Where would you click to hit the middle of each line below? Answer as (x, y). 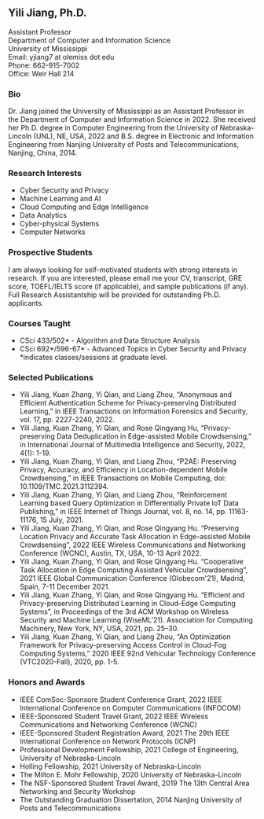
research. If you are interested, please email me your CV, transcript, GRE (125, 277)
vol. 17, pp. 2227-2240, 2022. (67, 420)
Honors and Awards (47, 682)
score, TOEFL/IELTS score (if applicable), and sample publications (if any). (128, 286)
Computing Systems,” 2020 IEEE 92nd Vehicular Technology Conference (137, 654)
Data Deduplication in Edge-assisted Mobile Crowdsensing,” (154, 436)
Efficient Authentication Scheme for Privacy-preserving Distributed (128, 403)
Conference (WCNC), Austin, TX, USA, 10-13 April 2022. (110, 553)
